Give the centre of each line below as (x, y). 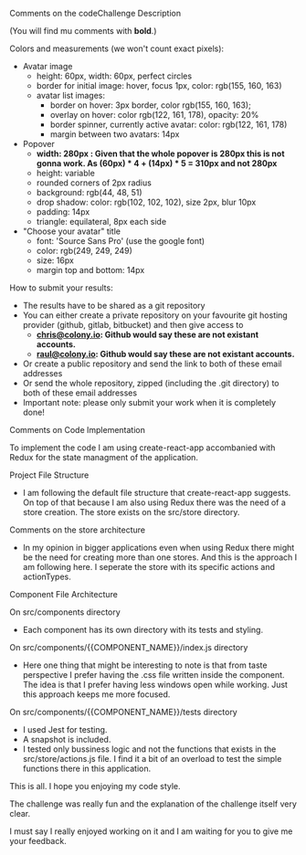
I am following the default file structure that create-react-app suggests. (157, 493)
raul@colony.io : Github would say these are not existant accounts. (165, 354)
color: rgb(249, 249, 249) (84, 251)
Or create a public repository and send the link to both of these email (152, 364)
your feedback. (38, 841)
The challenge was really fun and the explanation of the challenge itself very (153, 804)
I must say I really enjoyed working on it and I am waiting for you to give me (151, 831)
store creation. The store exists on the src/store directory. (131, 512)
